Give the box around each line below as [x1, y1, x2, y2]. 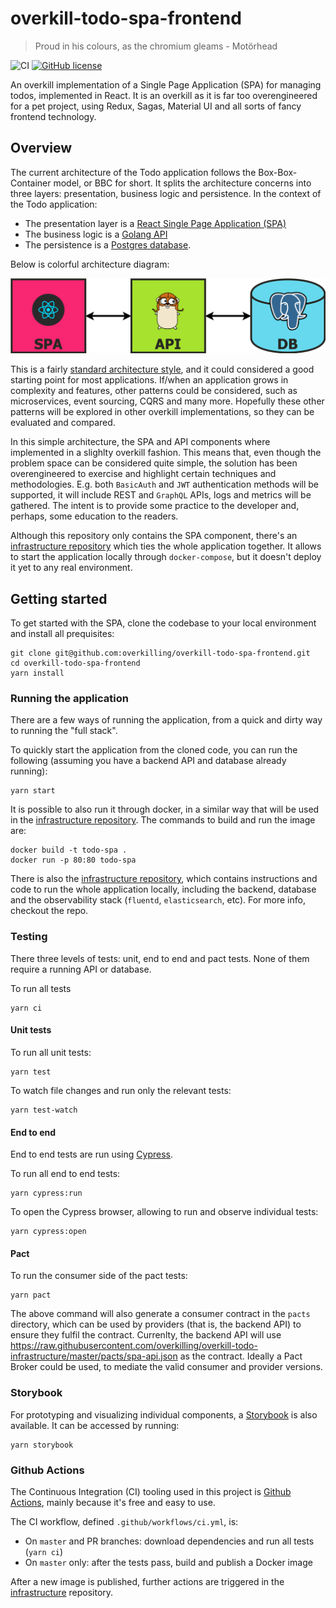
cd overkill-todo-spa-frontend [10, 658, 141, 669]
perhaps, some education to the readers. [10, 510, 179, 522]
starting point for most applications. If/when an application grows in [10, 374, 289, 386]
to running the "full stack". [10, 725, 118, 737]
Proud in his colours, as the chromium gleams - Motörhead [34, 40, 278, 52]
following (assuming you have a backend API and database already [10, 755, 287, 767]
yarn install [10, 668, 65, 679]
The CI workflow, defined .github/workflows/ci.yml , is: [10, 1515, 239, 1527]
